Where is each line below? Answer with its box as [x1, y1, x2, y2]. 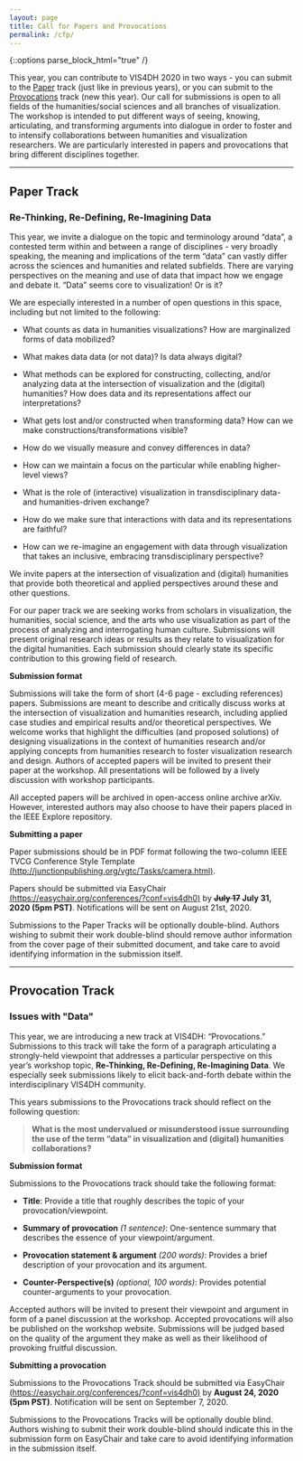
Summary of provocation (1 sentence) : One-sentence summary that [22, 1222, 277, 1233]
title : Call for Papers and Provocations [9, 22, 168, 31]
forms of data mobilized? [22, 334, 115, 344]
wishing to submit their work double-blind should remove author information [9, 929, 293, 940]
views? [41, 469, 69, 480]
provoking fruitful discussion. [9, 1342, 118, 1353]
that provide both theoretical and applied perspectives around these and [9, 578, 279, 589]
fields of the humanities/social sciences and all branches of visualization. [9, 101, 281, 112]
